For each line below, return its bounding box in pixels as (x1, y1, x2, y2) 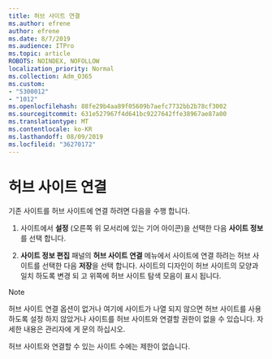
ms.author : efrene (8, 19, 71, 28)
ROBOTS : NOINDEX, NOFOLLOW (8, 58, 100, 66)
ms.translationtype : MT (8, 118, 89, 126)
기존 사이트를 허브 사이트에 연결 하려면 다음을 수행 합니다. (8, 206, 191, 216)
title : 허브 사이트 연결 (8, 11, 81, 20)
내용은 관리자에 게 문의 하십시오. (23, 324, 126, 334)
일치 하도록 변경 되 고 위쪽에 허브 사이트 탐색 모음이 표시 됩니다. (19, 271, 222, 281)
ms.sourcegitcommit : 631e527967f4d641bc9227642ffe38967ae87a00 (8, 110, 227, 119)
